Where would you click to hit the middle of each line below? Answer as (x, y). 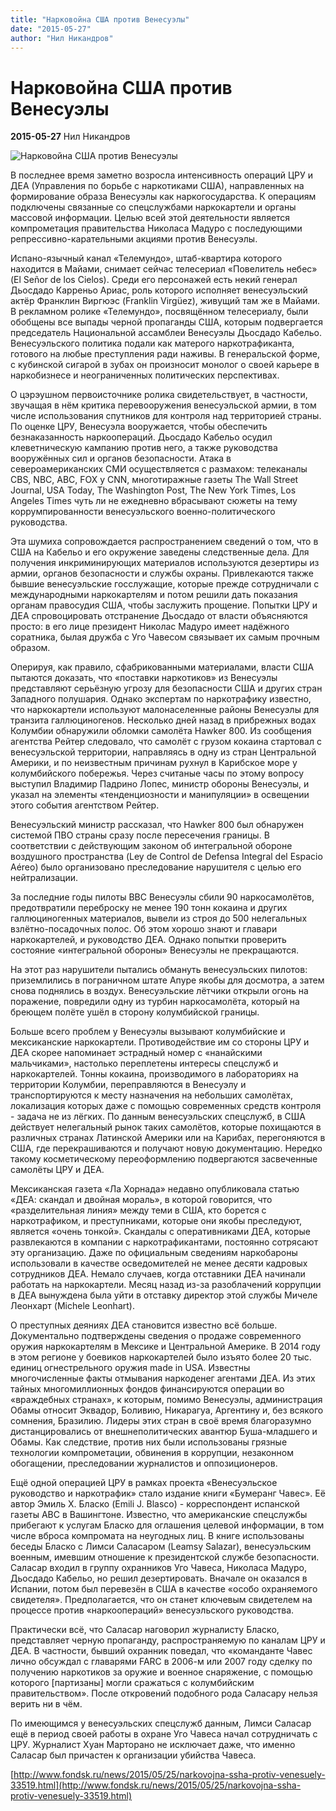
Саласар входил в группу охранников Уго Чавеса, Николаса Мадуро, (158, 1568)
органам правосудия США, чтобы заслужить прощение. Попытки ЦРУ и (164, 605)
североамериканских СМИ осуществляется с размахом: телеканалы (159, 469)
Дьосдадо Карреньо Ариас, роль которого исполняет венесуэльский (159, 290)
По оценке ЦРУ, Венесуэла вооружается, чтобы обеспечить (139, 427)
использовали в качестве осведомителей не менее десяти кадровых (159, 1263)
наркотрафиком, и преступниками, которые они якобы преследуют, (156, 1221)
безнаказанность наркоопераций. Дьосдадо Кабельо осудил (141, 437)
